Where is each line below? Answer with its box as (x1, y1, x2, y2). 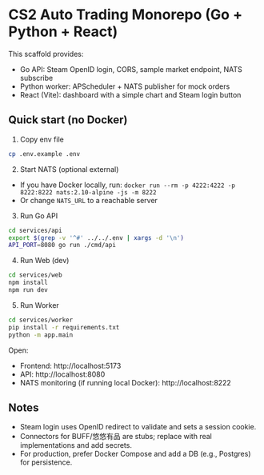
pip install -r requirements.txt (8, 323, 120, 331)
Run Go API (19, 210, 58, 221)
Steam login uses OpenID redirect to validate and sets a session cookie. (19, 422, 257, 432)
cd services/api (8, 226, 62, 234)
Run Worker (19, 300, 60, 309)
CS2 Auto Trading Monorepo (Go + (8, 6, 242, 24)
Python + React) (8, 22, 118, 41)
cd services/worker (8, 316, 74, 324)
